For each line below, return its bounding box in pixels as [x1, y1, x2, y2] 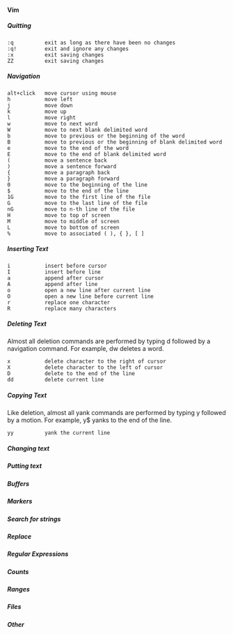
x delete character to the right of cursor [7, 358, 167, 365]
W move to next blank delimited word [7, 126, 148, 133]
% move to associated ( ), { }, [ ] [7, 230, 145, 237]
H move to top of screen [7, 211, 111, 219]
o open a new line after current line [7, 287, 151, 294]
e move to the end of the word [7, 144, 129, 151]
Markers [7, 497, 33, 506]
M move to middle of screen [7, 218, 120, 225]
